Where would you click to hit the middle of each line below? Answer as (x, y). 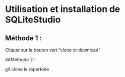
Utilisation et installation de (63, 9)
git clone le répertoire (27, 69)
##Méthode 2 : (20, 60)
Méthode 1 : (24, 38)
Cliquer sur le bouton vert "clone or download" (53, 50)
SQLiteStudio (33, 20)
